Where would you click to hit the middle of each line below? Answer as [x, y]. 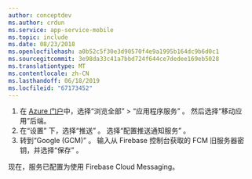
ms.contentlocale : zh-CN [49, 73]
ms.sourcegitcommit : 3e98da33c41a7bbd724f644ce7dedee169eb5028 [114, 59]
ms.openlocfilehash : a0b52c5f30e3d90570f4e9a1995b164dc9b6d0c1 [114, 52]
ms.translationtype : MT [47, 66]
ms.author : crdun [37, 23]
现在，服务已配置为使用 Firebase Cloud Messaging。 [93, 167]
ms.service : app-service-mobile [61, 30]
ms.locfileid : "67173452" [50, 88]
